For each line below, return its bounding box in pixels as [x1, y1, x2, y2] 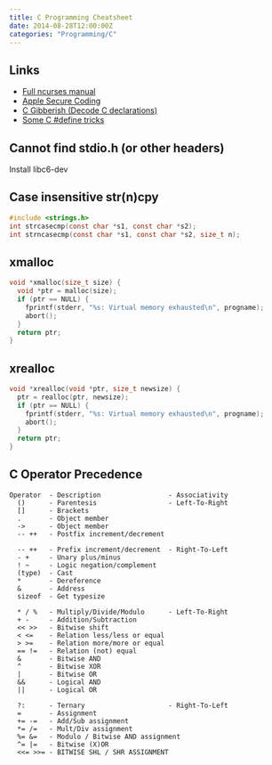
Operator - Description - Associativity [9, 491, 228, 500]
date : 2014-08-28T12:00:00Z [9, 21, 114, 30]
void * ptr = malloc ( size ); [17, 287, 117, 296]
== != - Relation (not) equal [17, 647, 138, 655]
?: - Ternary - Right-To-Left [17, 701, 228, 710]
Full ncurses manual [21, 86, 96, 97]
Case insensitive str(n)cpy [9, 190, 159, 205]
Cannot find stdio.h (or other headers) [9, 140, 225, 156]
